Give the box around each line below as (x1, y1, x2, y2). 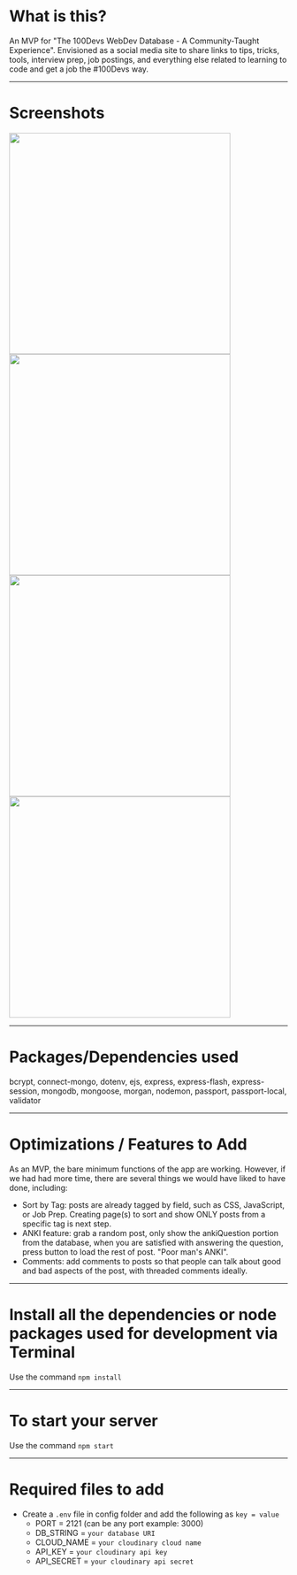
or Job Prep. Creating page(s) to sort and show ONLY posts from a (21, 1209, 266, 1219)
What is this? (9, 6, 108, 27)
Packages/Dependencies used (9, 1047, 239, 1067)
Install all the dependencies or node (9, 1304, 277, 1325)
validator (9, 1095, 42, 1105)
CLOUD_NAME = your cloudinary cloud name (34, 1537, 202, 1548)
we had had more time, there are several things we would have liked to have (9, 1172, 286, 1183)
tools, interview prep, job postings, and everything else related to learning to (9, 54, 287, 65)
